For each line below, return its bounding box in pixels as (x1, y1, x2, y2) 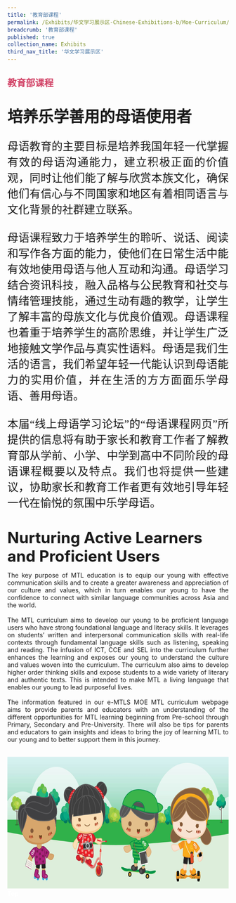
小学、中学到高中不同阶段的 (73, 449, 218, 462)
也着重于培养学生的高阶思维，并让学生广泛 (7, 326, 229, 339)
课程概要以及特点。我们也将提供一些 (18, 465, 218, 478)
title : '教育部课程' (7, 11, 62, 18)
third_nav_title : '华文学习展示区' (7, 48, 104, 56)
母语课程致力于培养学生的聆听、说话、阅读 (7, 231, 229, 244)
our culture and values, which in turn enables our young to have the (7, 585, 229, 594)
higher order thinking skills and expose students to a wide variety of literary (7, 668, 229, 676)
